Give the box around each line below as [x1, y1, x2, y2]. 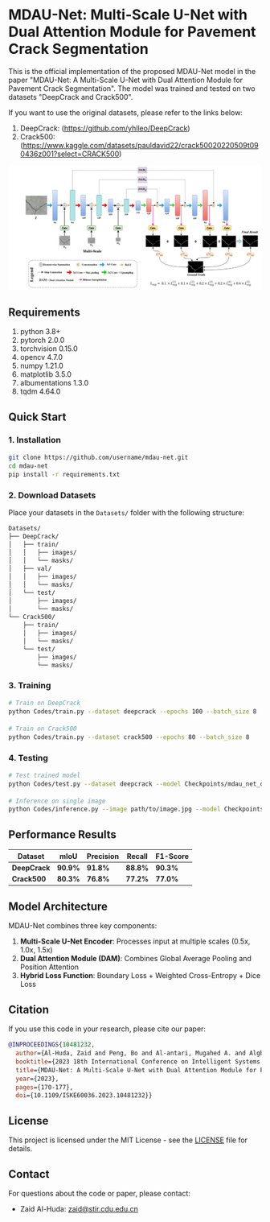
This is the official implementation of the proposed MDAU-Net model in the [8, 66, 256, 76]
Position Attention [19, 962, 79, 972]
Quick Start [8, 410, 67, 423]
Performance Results [8, 828, 117, 841]
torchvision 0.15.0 [19, 344, 78, 353]
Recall [126, 851, 149, 861]
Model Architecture [8, 899, 108, 913]
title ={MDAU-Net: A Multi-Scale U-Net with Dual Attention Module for [15, 1066, 257, 1074]
